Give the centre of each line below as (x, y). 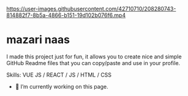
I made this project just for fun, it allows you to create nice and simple (94, 57)
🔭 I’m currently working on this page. (62, 86)
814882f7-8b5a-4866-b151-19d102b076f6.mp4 (66, 15)
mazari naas (38, 40)
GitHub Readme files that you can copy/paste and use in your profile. (93, 63)
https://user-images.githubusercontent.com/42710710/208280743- (91, 9)
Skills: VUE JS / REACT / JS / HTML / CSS (59, 75)
